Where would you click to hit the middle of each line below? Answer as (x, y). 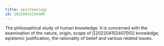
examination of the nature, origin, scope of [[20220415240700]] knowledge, (82, 33)
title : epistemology (26, 9)
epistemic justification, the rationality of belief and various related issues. (79, 38)
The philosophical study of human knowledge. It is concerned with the (76, 28)
